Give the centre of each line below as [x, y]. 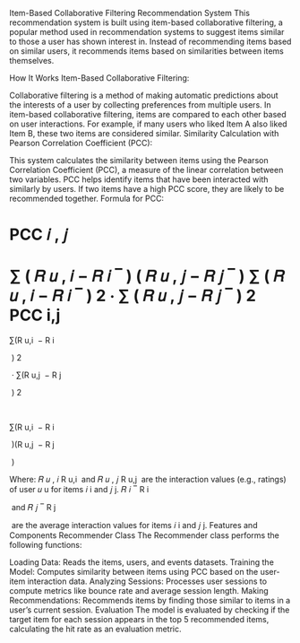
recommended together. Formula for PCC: [86, 198]
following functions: [46, 545]
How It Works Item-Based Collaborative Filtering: [99, 78]
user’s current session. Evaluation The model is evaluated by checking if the [150, 610]
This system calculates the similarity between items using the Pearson [139, 160]
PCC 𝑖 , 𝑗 [39, 235]
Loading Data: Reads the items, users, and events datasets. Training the [142, 562]
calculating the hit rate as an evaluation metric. [95, 629]
